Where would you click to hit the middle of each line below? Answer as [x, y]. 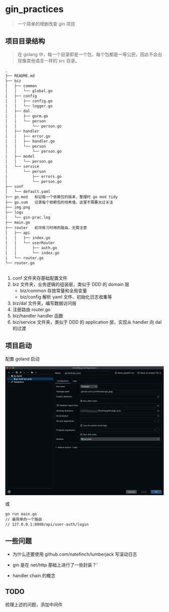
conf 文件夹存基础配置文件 [40, 278]
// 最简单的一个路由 [24, 519]
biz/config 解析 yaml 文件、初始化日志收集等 [66, 297]
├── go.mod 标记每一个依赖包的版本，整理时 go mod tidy [62, 197]
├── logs [14, 212]
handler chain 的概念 [34, 575]
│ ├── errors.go [33, 176]
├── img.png [18, 207]
